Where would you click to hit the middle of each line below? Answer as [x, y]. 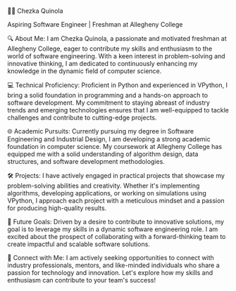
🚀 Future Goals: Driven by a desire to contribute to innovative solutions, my [116, 222]
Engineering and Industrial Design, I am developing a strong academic [109, 139]
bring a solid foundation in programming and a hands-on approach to [108, 95]
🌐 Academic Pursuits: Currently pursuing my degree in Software [101, 131]
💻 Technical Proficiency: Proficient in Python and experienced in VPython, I [117, 85]
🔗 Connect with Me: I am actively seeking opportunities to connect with [111, 258]
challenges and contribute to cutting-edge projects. [82, 117]
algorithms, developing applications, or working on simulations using [107, 193]
